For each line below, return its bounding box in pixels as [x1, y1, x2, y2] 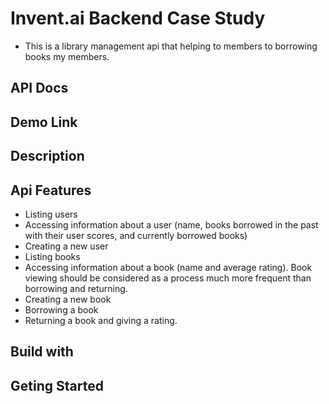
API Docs [10, 80, 69, 97]
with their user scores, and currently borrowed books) [24, 229, 248, 241]
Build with [10, 343, 74, 361]
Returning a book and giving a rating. [24, 314, 178, 326]
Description [10, 148, 85, 165]
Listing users [24, 208, 78, 220]
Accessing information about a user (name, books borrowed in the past [24, 218, 319, 231]
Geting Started [10, 377, 104, 394]
